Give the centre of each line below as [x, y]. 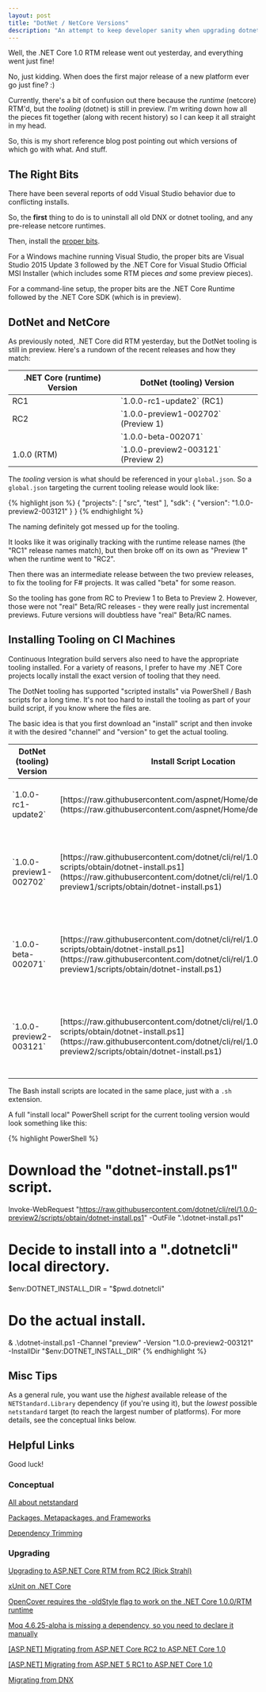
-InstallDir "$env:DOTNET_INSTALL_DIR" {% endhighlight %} [108, 1351]
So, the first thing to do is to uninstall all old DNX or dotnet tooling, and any [131, 217]
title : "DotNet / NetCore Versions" [68, 23]
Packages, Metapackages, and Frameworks [80, 1517]
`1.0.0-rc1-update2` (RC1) [172, 401]
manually [23, 1633]
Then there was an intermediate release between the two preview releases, [131, 574]
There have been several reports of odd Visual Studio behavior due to [122, 194]
